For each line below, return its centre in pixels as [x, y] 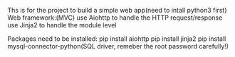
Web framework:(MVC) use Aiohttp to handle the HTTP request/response [115, 18]
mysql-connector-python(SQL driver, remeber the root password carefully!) [118, 46]
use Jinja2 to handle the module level [62, 25]
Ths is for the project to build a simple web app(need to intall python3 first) [117, 10]
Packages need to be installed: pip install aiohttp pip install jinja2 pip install [117, 39]
